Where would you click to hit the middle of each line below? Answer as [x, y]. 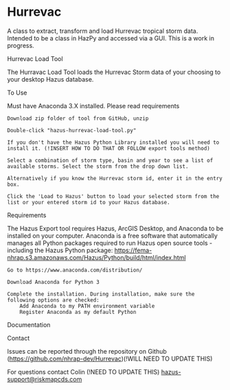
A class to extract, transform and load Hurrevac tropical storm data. [103, 31]
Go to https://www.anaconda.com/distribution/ [75, 270]
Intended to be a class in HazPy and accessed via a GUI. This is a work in [111, 38]
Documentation [29, 325]
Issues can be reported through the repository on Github [87, 351]
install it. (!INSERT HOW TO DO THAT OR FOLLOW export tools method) [109, 148]
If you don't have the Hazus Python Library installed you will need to [113, 142]
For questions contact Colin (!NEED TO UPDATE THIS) [83, 371]
